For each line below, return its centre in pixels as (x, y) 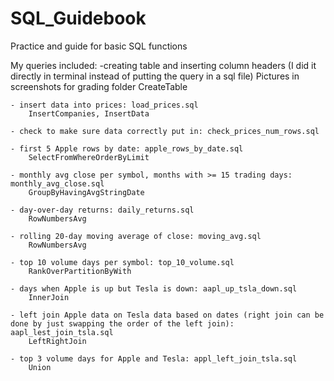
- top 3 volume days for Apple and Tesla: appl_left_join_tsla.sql (154, 358)
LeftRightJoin (57, 341)
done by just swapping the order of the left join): (122, 323)
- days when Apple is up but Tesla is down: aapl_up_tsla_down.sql (154, 288)
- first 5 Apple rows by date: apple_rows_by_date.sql (127, 148)
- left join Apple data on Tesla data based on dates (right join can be (167, 315)
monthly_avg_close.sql (57, 183)
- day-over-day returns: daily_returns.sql (102, 210)
